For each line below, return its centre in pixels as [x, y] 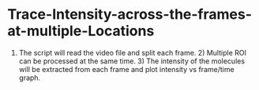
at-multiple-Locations [81, 31]
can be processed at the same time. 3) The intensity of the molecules [132, 61]
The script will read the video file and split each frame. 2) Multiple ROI [132, 52]
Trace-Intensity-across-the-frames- [130, 14]
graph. [30, 77]
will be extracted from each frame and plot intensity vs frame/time [126, 69]
